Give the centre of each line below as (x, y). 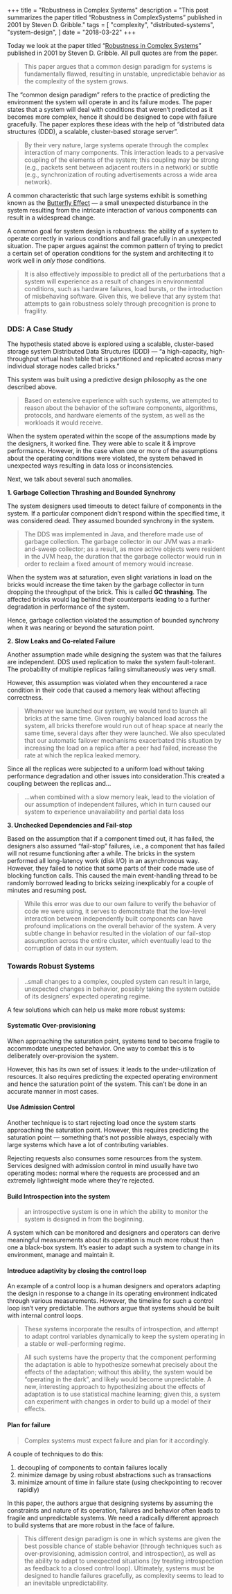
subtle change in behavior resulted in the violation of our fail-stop (117, 933)
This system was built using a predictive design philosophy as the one (107, 380)
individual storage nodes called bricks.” (63, 366)
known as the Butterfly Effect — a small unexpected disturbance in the (108, 203)
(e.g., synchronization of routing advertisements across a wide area (121, 174)
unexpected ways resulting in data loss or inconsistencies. (91, 466)
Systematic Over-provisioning (52, 1026)
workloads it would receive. (63, 422)
